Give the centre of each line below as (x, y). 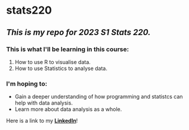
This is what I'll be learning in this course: (68, 49)
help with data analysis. (44, 103)
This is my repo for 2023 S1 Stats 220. (78, 32)
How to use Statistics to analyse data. (61, 68)
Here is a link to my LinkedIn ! (42, 121)
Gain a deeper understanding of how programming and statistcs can (99, 97)
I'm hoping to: (27, 84)
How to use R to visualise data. (53, 62)
